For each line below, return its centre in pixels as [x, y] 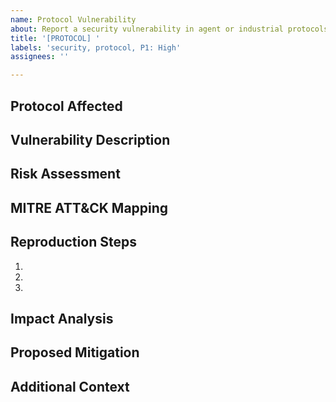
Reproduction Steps [73, 242]
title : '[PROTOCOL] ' [55, 38]
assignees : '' [40, 57]
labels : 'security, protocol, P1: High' [96, 47]
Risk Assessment [65, 174]
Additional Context [70, 386]
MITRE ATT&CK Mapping [89, 207]
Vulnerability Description [90, 139]
